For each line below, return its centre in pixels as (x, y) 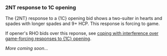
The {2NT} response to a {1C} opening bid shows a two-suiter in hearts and (84, 18)
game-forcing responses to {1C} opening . (48, 38)
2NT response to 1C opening (41, 7)
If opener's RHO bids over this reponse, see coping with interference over (82, 33)
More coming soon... (27, 48)
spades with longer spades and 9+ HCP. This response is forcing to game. (82, 23)
